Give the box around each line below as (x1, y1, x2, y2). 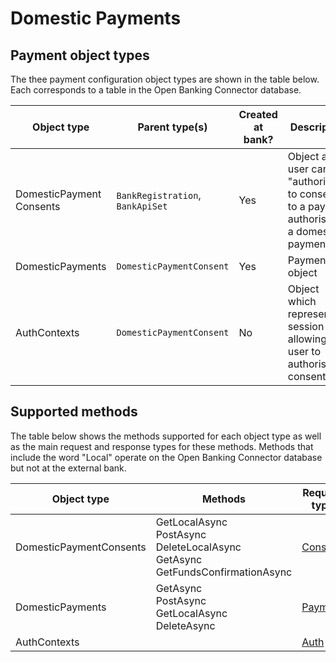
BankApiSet (116, 201, 168, 212)
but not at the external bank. (10, 462, 127, 474)
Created (238, 108, 278, 121)
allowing (287, 332, 328, 346)
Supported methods (10, 403, 138, 421)
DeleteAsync (155, 618, 216, 632)
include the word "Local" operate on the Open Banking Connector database (10, 451, 323, 463)
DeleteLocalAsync (155, 540, 242, 554)
